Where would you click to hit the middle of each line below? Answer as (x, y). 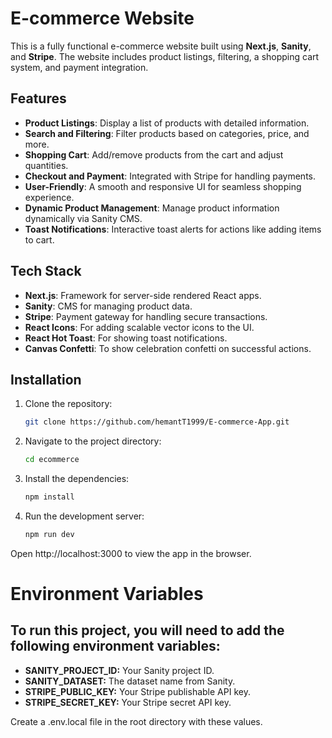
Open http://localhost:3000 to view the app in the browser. (131, 553)
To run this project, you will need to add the (147, 630)
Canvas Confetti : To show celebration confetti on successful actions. (168, 348)
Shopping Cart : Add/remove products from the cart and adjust (154, 154)
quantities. (46, 165)
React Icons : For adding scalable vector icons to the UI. (139, 327)
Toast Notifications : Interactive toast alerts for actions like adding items (173, 229)
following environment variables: (115, 646)
